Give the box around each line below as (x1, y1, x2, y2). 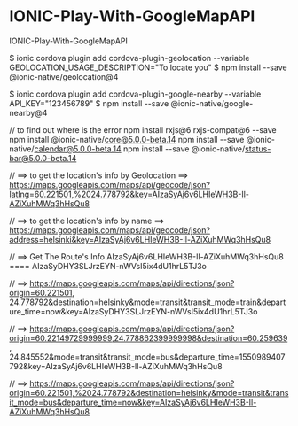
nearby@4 (9, 107, 48, 118)
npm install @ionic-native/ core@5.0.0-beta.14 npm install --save (9, 134, 245, 144)
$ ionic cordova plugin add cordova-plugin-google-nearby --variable (9, 89, 262, 99)
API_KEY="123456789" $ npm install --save (9, 97, 169, 108)
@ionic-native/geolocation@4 (9, 71, 119, 81)
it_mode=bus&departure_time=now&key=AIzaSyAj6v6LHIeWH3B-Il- (9, 397, 257, 407)
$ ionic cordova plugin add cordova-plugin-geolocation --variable (9, 52, 250, 63)
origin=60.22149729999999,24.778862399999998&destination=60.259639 (9, 332, 288, 343)
